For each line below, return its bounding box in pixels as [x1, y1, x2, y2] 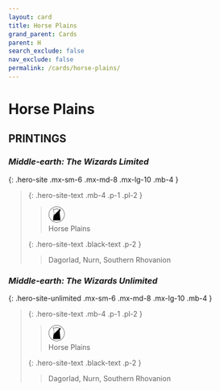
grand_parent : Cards [8, 30, 78, 38]
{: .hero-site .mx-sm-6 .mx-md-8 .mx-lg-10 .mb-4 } [8, 174, 179, 184]
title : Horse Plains [8, 21, 78, 30]
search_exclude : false [8, 47, 85, 56]
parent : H [8, 39, 42, 47]
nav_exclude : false [8, 56, 74, 64]
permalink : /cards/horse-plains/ [8, 65, 121, 73]
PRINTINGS [8, 132, 67, 145]
